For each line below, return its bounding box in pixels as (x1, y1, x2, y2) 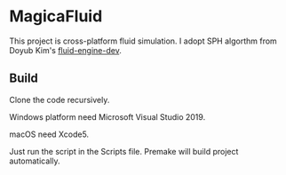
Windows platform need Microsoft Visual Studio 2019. (9, 111, 206, 122)
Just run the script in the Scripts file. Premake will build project (9, 146, 239, 156)
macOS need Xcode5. (9, 129, 90, 139)
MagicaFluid (9, 6, 103, 27)
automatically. (9, 155, 60, 166)
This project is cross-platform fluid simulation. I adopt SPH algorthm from (9, 36, 277, 46)
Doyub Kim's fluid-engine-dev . (9, 44, 122, 55)
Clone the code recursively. (9, 94, 110, 105)
